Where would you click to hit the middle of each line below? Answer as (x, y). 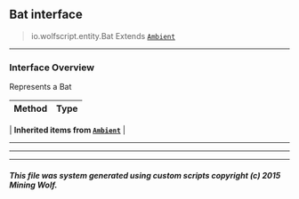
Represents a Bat (40, 87)
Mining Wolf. (33, 185)
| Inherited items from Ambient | (68, 130)
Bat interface (46, 15)
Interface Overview (52, 68)
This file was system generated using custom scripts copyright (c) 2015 (145, 175)
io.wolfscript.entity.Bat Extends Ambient (103, 36)
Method (31, 108)
